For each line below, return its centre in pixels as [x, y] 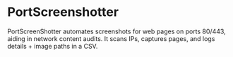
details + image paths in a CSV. [53, 46]
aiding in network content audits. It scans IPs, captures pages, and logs [111, 38]
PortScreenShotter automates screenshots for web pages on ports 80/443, [116, 31]
